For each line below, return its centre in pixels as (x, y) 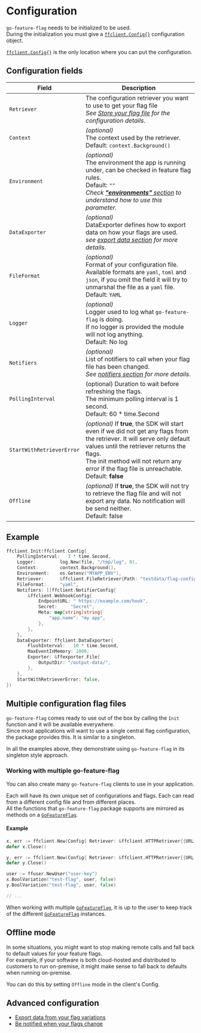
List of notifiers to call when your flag (138, 359)
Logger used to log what (120, 312)
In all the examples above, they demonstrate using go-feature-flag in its (95, 749)
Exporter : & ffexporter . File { (64, 657)
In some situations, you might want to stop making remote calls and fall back (100, 947)
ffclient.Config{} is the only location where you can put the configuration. (99, 52)
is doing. (112, 319)
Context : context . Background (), (67, 568)
